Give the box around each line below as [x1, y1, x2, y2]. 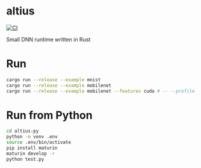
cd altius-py [6, 128, 39, 134]
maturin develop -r [6, 151, 55, 157]
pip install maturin [6, 145, 58, 151]
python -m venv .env [6, 134, 58, 140]
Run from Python [6, 108, 93, 122]
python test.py [6, 156, 45, 162]
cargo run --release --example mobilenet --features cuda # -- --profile [6, 88, 196, 94]
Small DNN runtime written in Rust [6, 36, 91, 43]
